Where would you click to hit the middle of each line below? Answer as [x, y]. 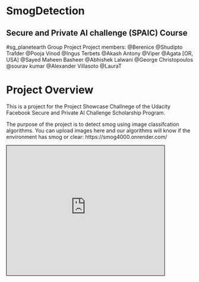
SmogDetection [45, 11]
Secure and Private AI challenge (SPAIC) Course [97, 33]
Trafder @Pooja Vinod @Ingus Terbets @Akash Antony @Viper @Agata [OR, [99, 53]
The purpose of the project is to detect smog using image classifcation [93, 124]
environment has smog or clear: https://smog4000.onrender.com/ [87, 137]
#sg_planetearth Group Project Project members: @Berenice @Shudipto [94, 47]
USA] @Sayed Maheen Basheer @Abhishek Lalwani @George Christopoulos [100, 60]
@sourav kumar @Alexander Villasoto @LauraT [64, 66]
